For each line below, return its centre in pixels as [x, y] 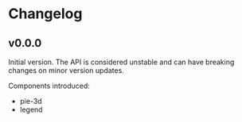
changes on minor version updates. [66, 71]
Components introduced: [49, 86]
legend [31, 109]
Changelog [45, 14]
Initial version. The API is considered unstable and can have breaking [121, 62]
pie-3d [31, 101]
